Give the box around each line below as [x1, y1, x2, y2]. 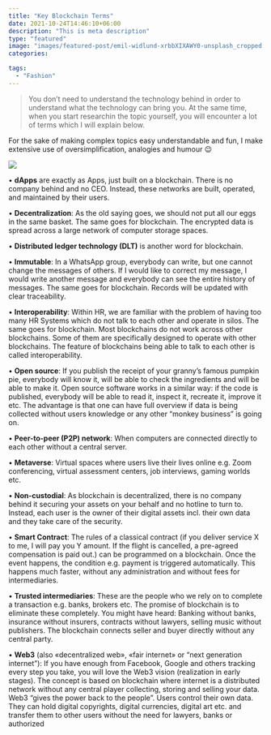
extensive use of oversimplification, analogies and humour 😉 [8, 144, 213, 154]
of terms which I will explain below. [28, 119, 146, 130]
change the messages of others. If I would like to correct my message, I [8, 265, 248, 275]
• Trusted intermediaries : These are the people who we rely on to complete [8, 591, 263, 600]
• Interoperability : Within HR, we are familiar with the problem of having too [8, 307, 261, 316]
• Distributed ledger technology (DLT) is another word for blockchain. [8, 241, 244, 251]
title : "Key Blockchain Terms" [8, 11, 114, 20]
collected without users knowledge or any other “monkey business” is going [8, 409, 263, 419]
